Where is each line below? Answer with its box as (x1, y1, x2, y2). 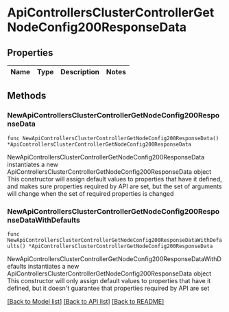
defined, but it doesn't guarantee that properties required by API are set (7, 284, 210, 292)
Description (60, 67, 99, 76)
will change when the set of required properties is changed (7, 189, 174, 197)
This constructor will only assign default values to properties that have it (7, 276, 211, 285)
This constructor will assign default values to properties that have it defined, (7, 175, 223, 183)
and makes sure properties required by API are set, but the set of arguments (7, 182, 222, 190)
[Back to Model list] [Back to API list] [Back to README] (7, 297, 165, 305)
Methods (7, 90, 47, 102)
